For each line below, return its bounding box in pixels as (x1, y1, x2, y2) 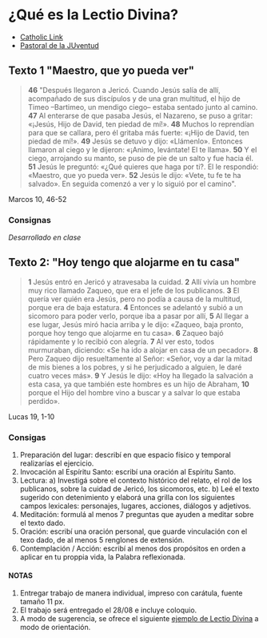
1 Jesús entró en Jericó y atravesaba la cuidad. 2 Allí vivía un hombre (27, 277, 257, 286)
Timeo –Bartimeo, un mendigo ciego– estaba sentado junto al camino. (27, 102, 258, 111)
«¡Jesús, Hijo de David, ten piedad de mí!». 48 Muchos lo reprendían (27, 119, 254, 129)
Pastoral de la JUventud (19, 40, 100, 50)
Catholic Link (19, 32, 64, 42)
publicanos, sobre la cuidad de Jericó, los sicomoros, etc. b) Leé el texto (19, 484, 260, 494)
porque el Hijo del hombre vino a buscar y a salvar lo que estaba (27, 387, 241, 398)
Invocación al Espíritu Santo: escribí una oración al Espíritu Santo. (19, 467, 236, 477)
